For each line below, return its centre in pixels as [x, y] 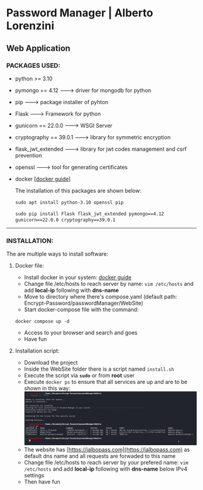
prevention [28, 155]
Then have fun [42, 482]
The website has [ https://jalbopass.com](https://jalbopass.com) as [107, 450]
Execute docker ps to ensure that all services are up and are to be [106, 382]
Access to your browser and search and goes [81, 333]
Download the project [51, 363]
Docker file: [29, 266]
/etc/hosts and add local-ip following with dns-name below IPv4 [105, 469]
